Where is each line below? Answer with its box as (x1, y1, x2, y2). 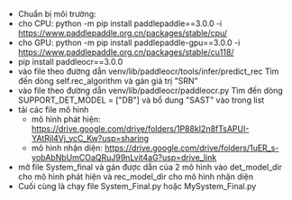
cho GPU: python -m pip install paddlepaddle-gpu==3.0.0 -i (17, 37, 241, 48)
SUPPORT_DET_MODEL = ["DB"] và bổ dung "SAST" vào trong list (17, 95, 265, 105)
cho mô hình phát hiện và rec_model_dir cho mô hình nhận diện (17, 171, 254, 182)
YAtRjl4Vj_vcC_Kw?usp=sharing (31, 133, 150, 143)
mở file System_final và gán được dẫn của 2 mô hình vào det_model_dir (17, 162, 282, 172)
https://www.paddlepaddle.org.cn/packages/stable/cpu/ (17, 28, 228, 38)
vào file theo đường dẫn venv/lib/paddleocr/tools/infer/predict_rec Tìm (17, 66, 279, 77)
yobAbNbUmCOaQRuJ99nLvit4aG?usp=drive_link (31, 152, 217, 162)
